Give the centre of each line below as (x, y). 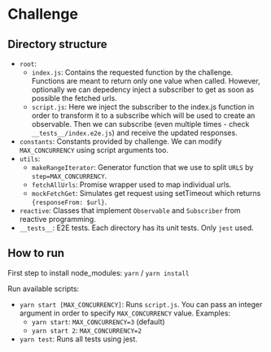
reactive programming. (58, 219)
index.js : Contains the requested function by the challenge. (132, 72)
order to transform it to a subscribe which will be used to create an (143, 115)
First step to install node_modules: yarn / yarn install (98, 272)
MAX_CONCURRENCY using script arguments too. (94, 150)
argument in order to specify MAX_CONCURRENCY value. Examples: (125, 313)
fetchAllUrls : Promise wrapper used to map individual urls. (131, 185)
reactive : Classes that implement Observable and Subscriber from (130, 211)
